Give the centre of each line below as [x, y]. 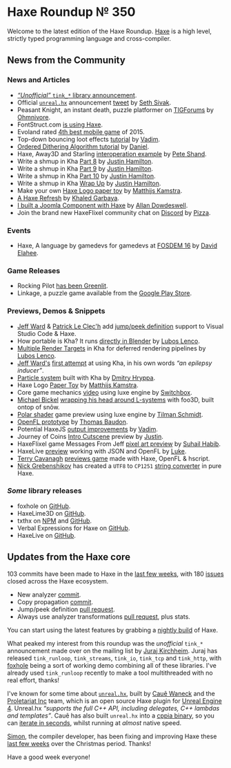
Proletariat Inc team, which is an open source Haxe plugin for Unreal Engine [114, 701]
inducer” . [30, 370]
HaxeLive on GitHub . [46, 535]
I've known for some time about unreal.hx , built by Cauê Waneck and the [111, 693]
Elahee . [28, 252]
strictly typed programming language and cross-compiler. [89, 38]
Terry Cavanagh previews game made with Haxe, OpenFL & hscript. [113, 458]
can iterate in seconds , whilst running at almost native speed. [94, 722]
